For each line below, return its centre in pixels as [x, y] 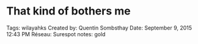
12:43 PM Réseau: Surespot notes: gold [56, 34]
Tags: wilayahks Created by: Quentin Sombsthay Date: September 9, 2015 [99, 28]
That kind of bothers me [68, 11]
